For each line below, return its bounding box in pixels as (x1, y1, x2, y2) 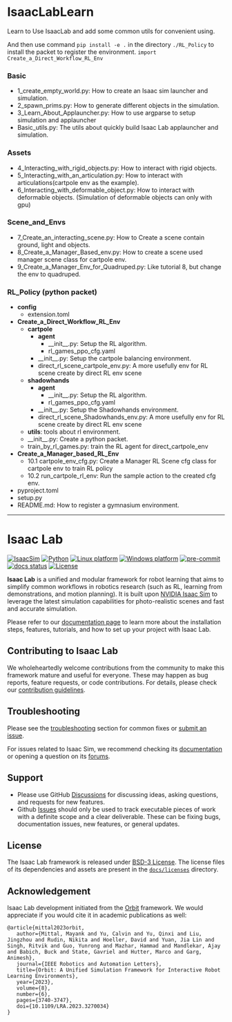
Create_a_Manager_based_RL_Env (17, 450, 119, 458)
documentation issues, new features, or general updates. (17, 820, 180, 828)
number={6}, (16, 991, 51, 998)
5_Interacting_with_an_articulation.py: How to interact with (17, 171, 183, 180)
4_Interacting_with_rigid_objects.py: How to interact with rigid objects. (17, 164, 217, 172)
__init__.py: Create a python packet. (27, 435, 128, 443)
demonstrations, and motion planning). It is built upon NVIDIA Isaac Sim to (7, 590, 217, 598)
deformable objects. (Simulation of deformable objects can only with (17, 193, 213, 201)
